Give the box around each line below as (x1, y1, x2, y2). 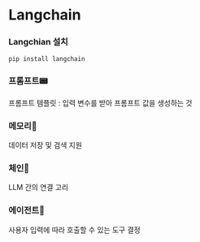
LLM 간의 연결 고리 (8, 183, 69, 192)
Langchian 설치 (8, 37, 69, 48)
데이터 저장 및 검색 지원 (8, 140, 83, 150)
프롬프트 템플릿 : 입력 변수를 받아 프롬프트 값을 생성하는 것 (8, 97, 193, 107)
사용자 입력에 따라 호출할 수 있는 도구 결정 (8, 225, 141, 235)
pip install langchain (8, 55, 85, 63)
